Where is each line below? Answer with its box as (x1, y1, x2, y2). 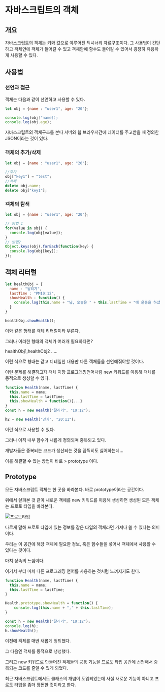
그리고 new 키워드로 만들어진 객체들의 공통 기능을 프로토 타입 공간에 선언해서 (5, 659, 153, 665)
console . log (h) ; (5, 623, 38, 629)
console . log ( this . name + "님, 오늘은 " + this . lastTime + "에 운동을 (14, 300, 152, 305)
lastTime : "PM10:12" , (9, 291, 56, 296)
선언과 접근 (5, 84, 30, 91)
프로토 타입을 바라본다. (10, 503, 54, 509)
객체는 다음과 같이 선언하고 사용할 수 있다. (5, 96, 85, 102)
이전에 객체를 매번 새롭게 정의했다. (5, 638, 71, 643)
